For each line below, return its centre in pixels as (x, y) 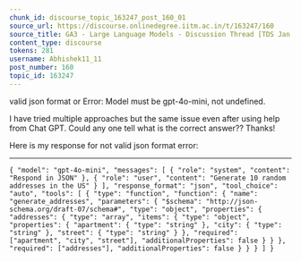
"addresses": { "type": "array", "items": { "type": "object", (130, 217)
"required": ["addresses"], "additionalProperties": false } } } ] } (142, 248)
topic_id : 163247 (42, 76)
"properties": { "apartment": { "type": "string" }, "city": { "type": (146, 224)
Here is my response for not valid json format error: (104, 145)
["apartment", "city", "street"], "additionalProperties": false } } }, (148, 241)
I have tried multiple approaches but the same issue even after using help (145, 118)
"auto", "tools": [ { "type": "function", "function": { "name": (133, 193)
